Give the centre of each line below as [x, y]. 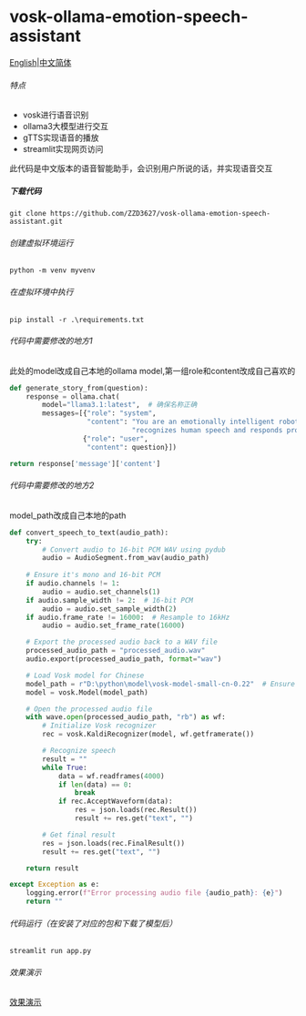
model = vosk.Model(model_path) [87, 692]
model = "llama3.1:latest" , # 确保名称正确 [120, 405]
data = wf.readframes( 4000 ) [112, 776]
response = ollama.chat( [73, 396]
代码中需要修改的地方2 [52, 485]
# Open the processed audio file [89, 709]
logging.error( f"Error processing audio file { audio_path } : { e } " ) [154, 893]
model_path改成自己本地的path [68, 515]
